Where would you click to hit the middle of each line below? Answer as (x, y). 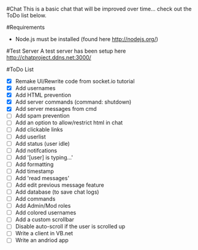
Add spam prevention (42, 116)
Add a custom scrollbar (45, 219)
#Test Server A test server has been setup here (66, 51)
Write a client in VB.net (44, 233)
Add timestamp (34, 171)
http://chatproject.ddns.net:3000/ (49, 57)
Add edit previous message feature (59, 185)
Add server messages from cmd (56, 109)
